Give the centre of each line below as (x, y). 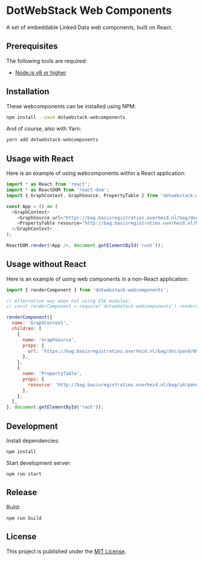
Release (22, 492)
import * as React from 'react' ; (48, 184)
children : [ (27, 329)
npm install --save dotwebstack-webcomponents (66, 117)
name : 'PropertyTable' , (52, 374)
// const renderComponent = (42, 306)
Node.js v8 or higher (40, 73)
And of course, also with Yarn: (44, 129)
